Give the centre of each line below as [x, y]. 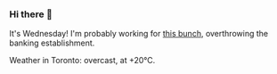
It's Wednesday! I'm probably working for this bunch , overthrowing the [139, 34]
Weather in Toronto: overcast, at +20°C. [82, 61]
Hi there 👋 [31, 14]
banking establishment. [52, 43]
